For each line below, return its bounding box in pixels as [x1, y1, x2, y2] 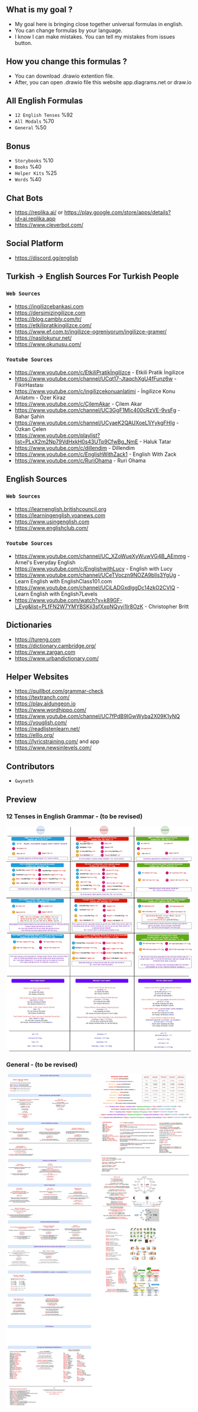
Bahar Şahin [14, 413, 44, 420]
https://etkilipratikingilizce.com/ [14, 321, 92, 328]
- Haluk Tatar [139, 438, 171, 445]
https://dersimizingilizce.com [14, 309, 86, 316]
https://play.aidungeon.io [14, 700, 76, 707]
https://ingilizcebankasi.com [14, 302, 84, 310]
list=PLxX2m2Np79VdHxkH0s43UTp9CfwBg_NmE [14, 438, 139, 445]
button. [14, 39, 33, 46]
